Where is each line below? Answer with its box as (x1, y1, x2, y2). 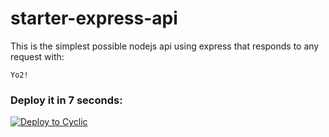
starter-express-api (10, 7, 178, 30)
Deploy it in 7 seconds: (10, 93, 123, 107)
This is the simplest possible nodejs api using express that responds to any (10, 40, 320, 52)
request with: (10, 50, 65, 62)
